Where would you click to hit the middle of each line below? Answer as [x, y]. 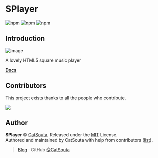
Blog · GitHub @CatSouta [44, 150]
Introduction [25, 38]
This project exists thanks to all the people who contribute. [66, 98]
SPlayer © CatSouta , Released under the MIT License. [61, 135]
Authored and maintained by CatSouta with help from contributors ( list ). [79, 140]
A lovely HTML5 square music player [43, 60]
